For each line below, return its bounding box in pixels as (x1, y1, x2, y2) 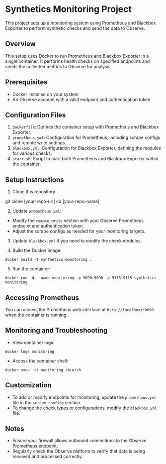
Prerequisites (5, 78, 48, 87)
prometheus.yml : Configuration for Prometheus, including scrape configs (12, 134, 161, 140)
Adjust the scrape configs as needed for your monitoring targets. (12, 228, 146, 234)
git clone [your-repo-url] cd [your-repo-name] (5, 198, 100, 205)
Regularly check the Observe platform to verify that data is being (12, 448, 145, 454)
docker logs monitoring (5, 349, 55, 354)
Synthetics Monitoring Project (5, 3, 132, 15)
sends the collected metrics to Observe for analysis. (5, 63, 112, 69)
